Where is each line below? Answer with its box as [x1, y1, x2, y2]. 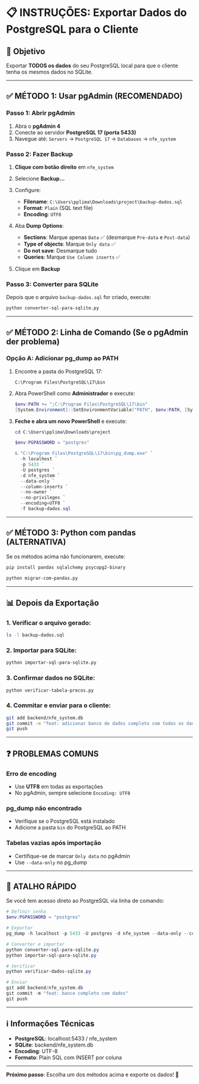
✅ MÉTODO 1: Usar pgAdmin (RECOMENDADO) [6, 91, 183, 101]
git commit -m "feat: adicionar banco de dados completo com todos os [6, 720, 184, 727]
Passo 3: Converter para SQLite [6, 280, 99, 288]
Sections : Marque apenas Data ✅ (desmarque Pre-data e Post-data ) [23, 234, 191, 241]
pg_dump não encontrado [6, 804, 82, 812]
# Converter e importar [6, 941, 65, 947]
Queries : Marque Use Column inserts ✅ [23, 253, 121, 260]
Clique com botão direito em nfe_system [14, 163, 114, 171]
